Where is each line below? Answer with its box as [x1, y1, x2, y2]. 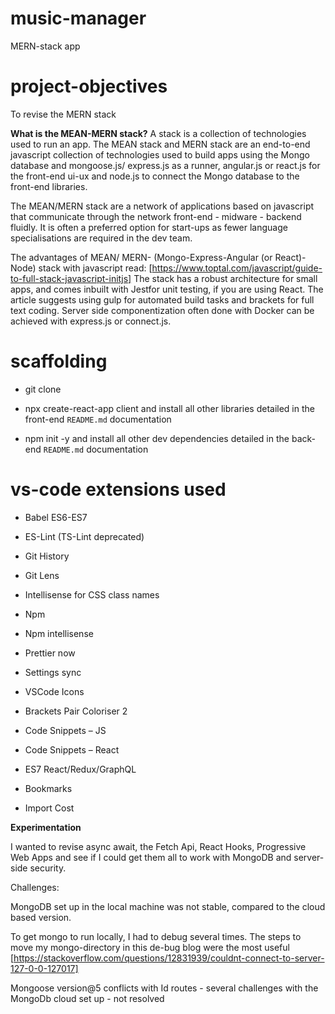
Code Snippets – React [24, 743, 120, 756]
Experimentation [10, 821, 82, 833]
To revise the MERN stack [10, 108, 117, 120]
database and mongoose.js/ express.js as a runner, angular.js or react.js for [10, 159, 321, 171]
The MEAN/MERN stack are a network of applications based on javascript [10, 200, 315, 212]
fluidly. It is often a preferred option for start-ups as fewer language [10, 221, 288, 233]
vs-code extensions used [10, 478, 227, 501]
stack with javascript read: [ [38, 262, 153, 274]
